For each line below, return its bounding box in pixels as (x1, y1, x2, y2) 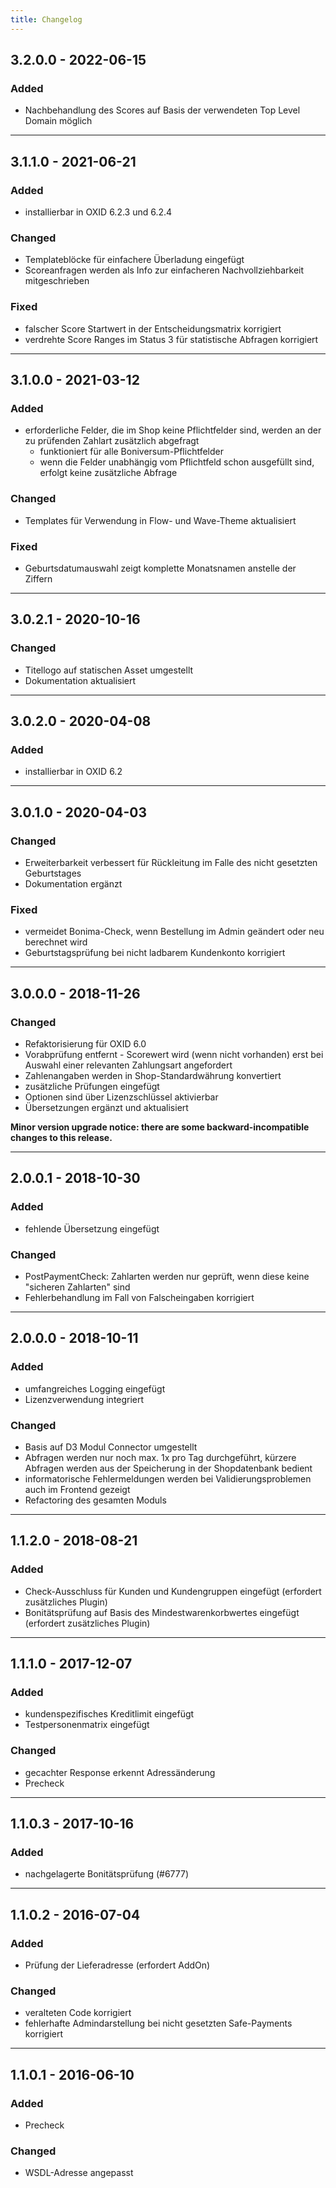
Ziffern (24, 572, 53, 585)
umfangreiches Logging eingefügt (24, 1382, 166, 1395)
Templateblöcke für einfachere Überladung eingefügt (24, 254, 245, 266)
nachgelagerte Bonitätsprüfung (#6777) (24, 1868, 189, 1880)
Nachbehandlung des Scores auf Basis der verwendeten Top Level (24, 104, 301, 116)
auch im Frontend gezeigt (24, 1483, 131, 1495)
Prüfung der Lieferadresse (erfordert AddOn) (24, 1959, 211, 1971)
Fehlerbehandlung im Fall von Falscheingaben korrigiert (24, 1291, 255, 1303)
